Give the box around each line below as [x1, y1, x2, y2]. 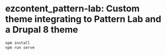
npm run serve [5, 45, 35, 50]
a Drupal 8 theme [5, 24, 78, 35]
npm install [5, 40, 30, 45]
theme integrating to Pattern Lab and [5, 13, 161, 25]
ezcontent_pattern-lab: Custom [5, 3, 140, 14]
